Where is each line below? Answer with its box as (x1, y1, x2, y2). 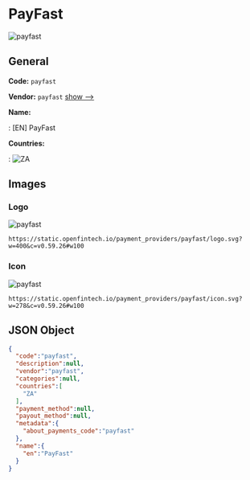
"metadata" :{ (15, 420, 59, 428)
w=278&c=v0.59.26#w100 (8, 302, 84, 310)
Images (8, 178, 47, 191)
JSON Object (8, 323, 75, 338)
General (8, 55, 50, 68)
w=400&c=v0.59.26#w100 (8, 242, 84, 250)
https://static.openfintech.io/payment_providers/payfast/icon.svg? (8, 294, 243, 302)
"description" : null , (15, 359, 84, 368)
